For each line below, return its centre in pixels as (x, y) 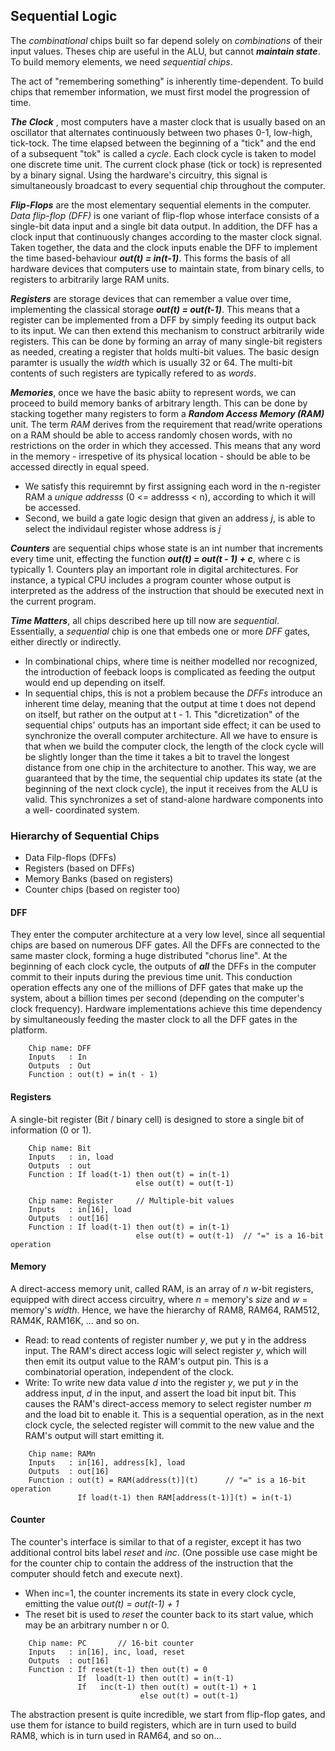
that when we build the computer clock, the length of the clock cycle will (174, 746)
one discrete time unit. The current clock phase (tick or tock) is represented (166, 164)
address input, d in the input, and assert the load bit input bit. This (160, 1393)
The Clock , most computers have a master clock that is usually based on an (168, 121)
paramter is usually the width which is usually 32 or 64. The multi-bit (151, 362)
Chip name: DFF (60, 1049)
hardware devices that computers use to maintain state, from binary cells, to (167, 268)
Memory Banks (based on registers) (99, 879)
